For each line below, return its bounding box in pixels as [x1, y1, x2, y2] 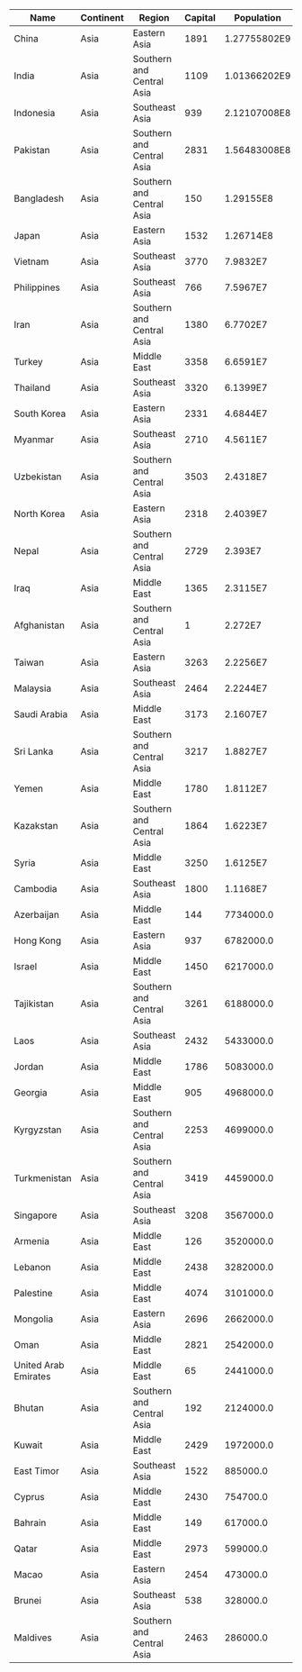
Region [138, 12, 170, 23]
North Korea [13, 508, 66, 520]
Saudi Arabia [13, 708, 68, 720]
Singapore [13, 1209, 58, 1222]
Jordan [13, 1060, 44, 1073]
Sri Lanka [13, 745, 54, 758]
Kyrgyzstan [13, 1123, 62, 1136]
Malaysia [13, 682, 52, 695]
